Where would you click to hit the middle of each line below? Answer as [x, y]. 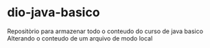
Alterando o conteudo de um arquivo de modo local [80, 38]
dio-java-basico [54, 13]
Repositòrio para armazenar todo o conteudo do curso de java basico [105, 31]
